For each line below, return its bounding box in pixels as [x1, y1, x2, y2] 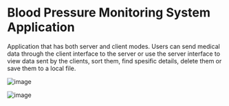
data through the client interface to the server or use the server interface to [7, 50, 221, 58]
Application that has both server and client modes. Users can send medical [7, 42, 220, 50]
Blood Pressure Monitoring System [7, 5, 211, 21]
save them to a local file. [7, 64, 76, 72]
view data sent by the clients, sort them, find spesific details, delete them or [7, 56, 222, 65]
